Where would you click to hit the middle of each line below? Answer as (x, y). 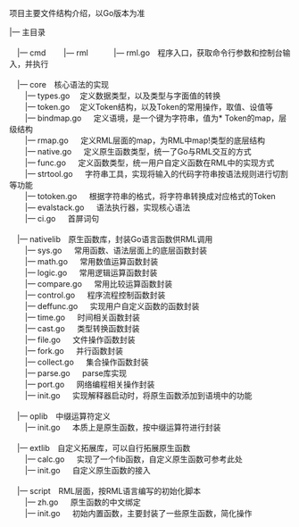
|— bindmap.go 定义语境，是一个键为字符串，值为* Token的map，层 (156, 118)
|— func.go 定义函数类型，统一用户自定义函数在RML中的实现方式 (150, 163)
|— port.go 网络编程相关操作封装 (90, 384)
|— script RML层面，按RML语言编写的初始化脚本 (109, 491)
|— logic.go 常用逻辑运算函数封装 (91, 272)
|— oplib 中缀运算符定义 (64, 416)
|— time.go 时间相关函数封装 (83, 317)
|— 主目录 (28, 32)
